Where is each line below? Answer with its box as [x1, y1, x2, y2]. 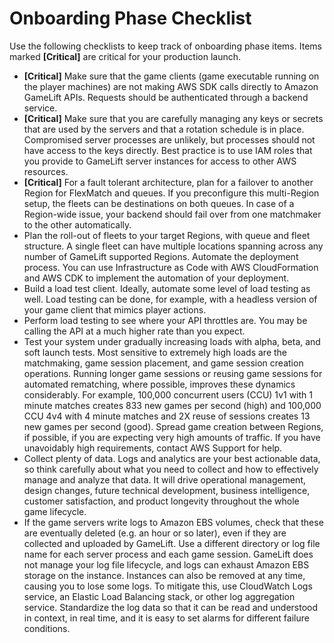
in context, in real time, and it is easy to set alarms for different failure [23, 612, 310, 624]
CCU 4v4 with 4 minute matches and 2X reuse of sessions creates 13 [23, 410, 311, 422]
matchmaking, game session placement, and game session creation [23, 357, 304, 369]
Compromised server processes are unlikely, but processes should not [23, 133, 316, 146]
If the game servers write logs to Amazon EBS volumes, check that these [23, 516, 324, 528]
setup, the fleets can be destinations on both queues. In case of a [23, 197, 295, 209]
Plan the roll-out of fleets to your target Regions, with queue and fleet [23, 229, 311, 241]
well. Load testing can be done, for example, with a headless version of [23, 293, 318, 305]
